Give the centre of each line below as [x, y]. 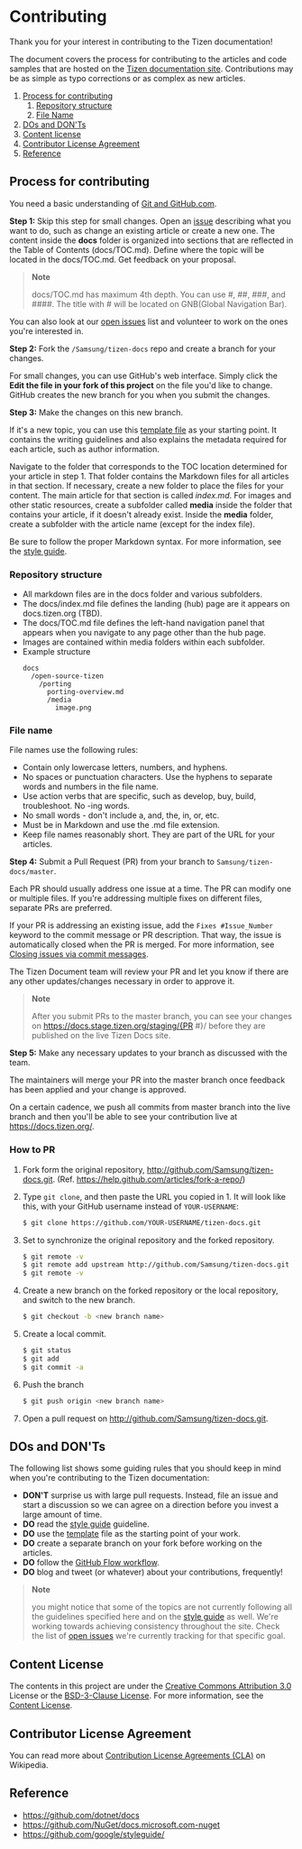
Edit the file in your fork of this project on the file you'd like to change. [141, 385]
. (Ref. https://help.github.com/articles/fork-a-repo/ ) [149, 1179]
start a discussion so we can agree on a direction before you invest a [151, 1505]
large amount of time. [62, 1515]
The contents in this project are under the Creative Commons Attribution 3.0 [151, 1686]
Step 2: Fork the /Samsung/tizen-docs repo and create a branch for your [143, 348]
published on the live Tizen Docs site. [101, 1036]
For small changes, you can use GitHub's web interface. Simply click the [143, 376]
